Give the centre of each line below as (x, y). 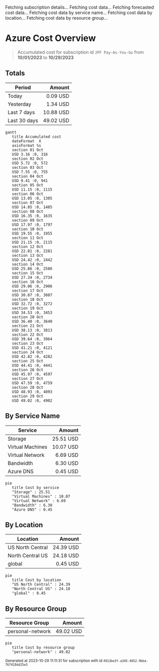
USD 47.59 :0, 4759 (32, 383)
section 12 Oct (27, 247)
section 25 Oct (27, 361)
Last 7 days (21, 112)
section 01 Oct (27, 150)
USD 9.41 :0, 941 (30, 180)
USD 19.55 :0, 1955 (32, 233)
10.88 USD (56, 112)
